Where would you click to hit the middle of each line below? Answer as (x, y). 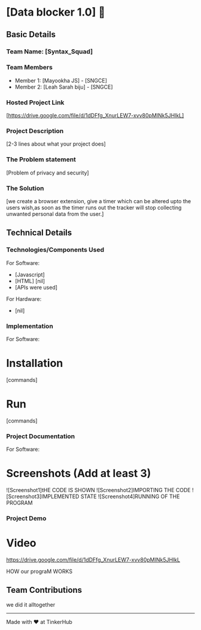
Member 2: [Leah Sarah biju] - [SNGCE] (64, 87)
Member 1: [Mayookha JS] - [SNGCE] (61, 80)
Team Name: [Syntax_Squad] (50, 52)
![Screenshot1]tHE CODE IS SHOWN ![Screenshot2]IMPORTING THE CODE (99, 490)
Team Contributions (44, 590)
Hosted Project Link (35, 103)
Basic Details (31, 34)
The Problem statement (41, 159)
